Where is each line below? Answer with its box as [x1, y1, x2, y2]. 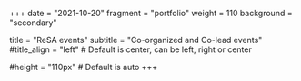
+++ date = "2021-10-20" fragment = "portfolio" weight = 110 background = [9, 8, 293, 18]
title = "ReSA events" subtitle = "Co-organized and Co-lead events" [9, 35, 263, 45]
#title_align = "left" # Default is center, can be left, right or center [9, 44, 252, 55]
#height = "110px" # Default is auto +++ [9, 62, 158, 72]
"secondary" [9, 17, 57, 28]
